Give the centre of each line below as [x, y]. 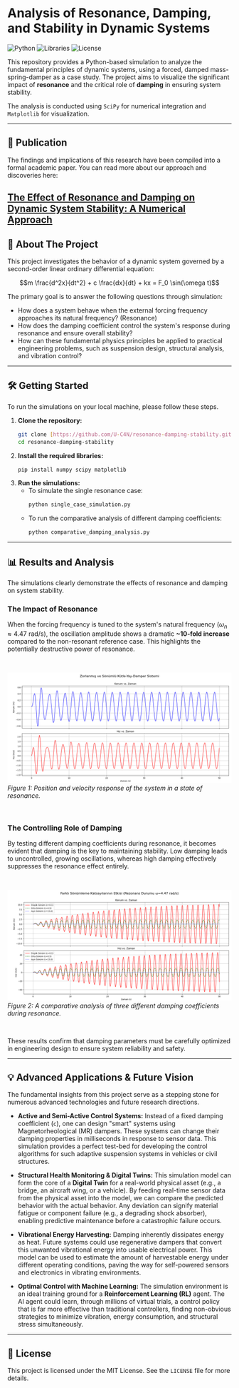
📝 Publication [37, 143]
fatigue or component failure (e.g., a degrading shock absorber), [112, 1213]
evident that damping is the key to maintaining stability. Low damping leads [117, 851]
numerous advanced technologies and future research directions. [103, 1102]
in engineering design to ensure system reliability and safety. [97, 1048]
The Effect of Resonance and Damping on [101, 198]
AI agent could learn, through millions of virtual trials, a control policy [119, 1302]
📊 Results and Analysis [61, 562]
